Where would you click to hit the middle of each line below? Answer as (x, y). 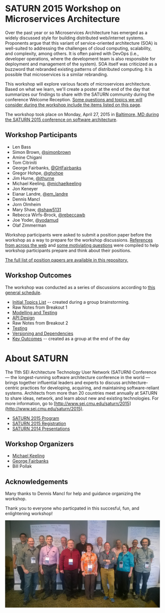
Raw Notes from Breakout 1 (40, 307)
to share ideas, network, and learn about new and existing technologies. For (82, 398)
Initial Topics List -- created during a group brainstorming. (71, 302)
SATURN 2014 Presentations (41, 429)
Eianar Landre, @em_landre (40, 194)
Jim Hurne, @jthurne (33, 178)
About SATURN (37, 358)
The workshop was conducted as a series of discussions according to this (80, 287)
